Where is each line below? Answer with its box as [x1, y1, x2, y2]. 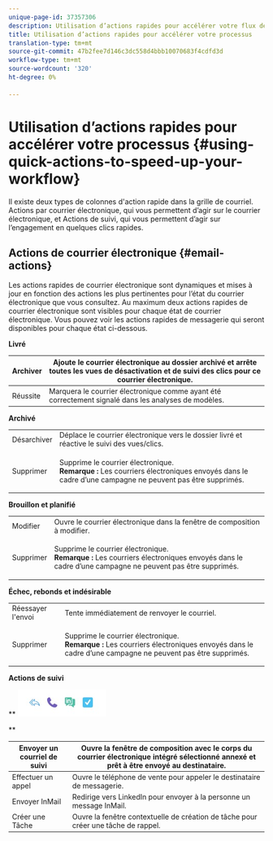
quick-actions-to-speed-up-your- [8, 152, 244, 171]
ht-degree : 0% [8, 73, 57, 81]
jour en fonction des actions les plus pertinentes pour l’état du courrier [8, 289, 245, 298]
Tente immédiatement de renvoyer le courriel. [64, 608, 217, 617]
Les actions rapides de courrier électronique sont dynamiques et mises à [8, 281, 253, 290]
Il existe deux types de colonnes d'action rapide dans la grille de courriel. [8, 196, 253, 207]
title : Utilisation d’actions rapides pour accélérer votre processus [8, 30, 253, 38]
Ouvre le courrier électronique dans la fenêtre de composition [54, 516, 260, 526]
